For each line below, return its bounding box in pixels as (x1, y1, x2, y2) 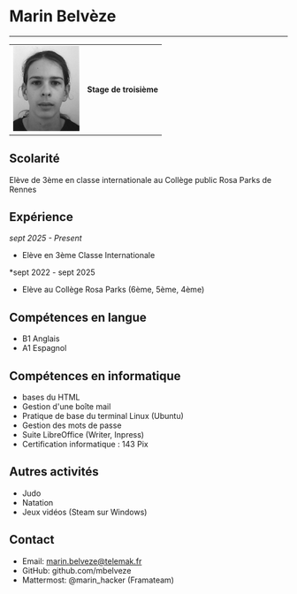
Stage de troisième (87, 84, 159, 95)
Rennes (9, 184, 37, 194)
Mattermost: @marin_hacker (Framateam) (21, 575, 175, 585)
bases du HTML (21, 392, 81, 403)
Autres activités (9, 464, 99, 479)
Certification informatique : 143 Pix (21, 439, 148, 450)
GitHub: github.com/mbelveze (21, 565, 132, 575)
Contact (9, 532, 55, 547)
